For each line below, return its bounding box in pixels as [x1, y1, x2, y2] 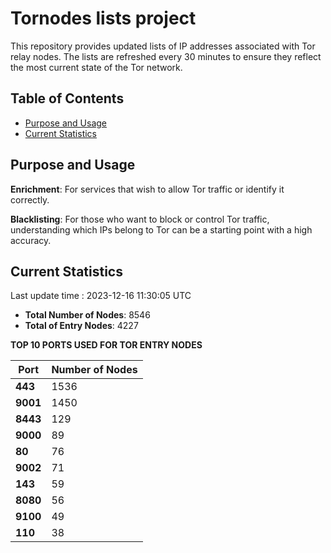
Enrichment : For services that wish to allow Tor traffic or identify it [10, 183, 285, 195]
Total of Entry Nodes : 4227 [24, 320, 139, 332]
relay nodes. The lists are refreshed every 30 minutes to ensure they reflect [10, 50, 322, 62]
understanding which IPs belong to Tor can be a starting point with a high [10, 223, 313, 236]
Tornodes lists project [10, 7, 197, 30]
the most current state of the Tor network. [10, 61, 183, 73]
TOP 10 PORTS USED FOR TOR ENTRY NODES [10, 339, 203, 351]
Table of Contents [10, 90, 125, 107]
